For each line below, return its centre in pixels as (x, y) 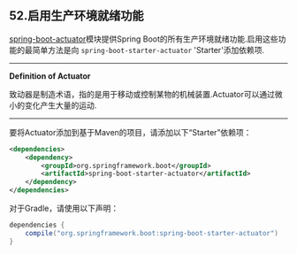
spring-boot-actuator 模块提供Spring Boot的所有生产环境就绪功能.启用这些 (144, 39)
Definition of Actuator (50, 76)
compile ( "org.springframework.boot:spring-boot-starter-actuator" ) (152, 233)
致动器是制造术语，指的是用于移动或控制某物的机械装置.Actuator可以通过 (142, 94)
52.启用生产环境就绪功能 (76, 16)
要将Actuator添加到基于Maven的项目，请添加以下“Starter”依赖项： (130, 132)
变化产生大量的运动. (61, 105)
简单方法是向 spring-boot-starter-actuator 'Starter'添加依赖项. (148, 50)
